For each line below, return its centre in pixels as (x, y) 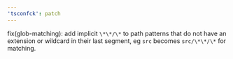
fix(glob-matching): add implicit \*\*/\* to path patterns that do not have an (117, 33)
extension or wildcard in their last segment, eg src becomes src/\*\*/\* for (116, 41)
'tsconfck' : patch (34, 14)
